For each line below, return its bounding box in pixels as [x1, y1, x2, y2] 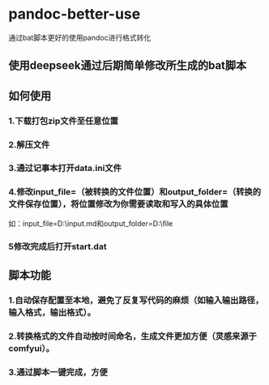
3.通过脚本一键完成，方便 [8, 366, 108, 378]
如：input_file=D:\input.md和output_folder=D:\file [8, 218, 173, 228]
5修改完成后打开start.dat [8, 241, 107, 252]
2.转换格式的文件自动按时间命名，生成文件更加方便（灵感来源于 [8, 330, 258, 341]
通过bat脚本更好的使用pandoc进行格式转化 [8, 32, 152, 42]
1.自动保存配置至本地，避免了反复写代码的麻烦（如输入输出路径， [8, 295, 264, 306]
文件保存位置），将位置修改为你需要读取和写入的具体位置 [8, 199, 228, 210]
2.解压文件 [8, 139, 50, 150]
